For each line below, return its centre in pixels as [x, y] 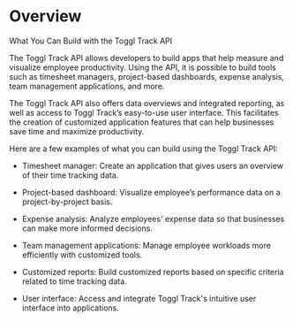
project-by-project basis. [67, 202]
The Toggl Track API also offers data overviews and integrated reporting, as [147, 103]
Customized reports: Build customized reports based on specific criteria [153, 272]
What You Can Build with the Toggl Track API [91, 41]
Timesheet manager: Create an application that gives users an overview [153, 165]
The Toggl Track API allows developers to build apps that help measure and [146, 57]
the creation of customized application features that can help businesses [142, 122]
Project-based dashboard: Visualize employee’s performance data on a [151, 192]
